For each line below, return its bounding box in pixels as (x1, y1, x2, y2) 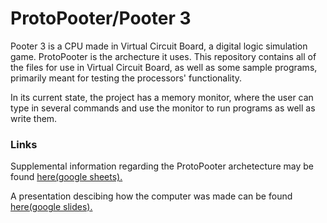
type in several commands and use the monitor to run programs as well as (10, 102, 316, 114)
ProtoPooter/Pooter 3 (10, 7, 192, 30)
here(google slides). (10, 201, 93, 213)
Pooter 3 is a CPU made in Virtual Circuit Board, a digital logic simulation (10, 40, 308, 52)
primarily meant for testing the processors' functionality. (10, 72, 243, 84)
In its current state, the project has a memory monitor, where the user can (10, 91, 314, 103)
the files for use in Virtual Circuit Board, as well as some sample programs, (10, 61, 318, 73)
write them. (10, 112, 58, 124)
